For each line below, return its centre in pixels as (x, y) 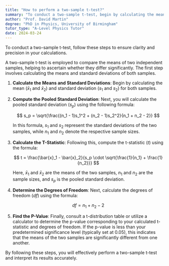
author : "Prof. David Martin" (37, 19)
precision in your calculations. (36, 53)
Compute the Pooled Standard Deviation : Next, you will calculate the (84, 99)
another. (21, 243)
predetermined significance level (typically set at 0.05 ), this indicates (84, 232)
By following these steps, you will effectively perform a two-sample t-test (81, 252)
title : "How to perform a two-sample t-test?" (55, 10)
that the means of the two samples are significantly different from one (85, 237)
